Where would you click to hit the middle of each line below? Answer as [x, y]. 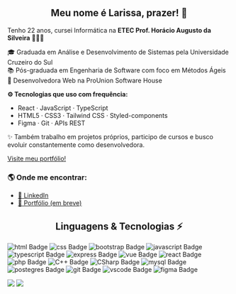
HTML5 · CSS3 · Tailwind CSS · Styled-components [92, 115]
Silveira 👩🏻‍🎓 [26, 38]
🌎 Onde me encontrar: [47, 177]
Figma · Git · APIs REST [51, 123]
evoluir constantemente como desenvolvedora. [76, 145]
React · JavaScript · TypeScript [63, 108]
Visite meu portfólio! [37, 158]
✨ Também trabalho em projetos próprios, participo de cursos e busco [111, 136]
